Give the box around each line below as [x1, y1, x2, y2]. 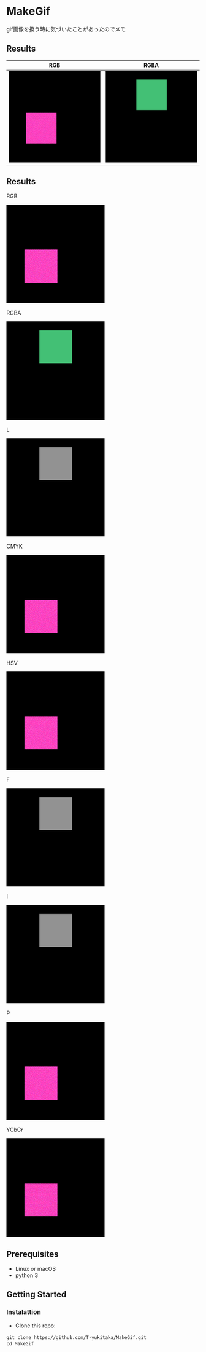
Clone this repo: [15, 1322, 56, 1329]
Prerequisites [6, 1249, 59, 1259]
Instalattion [6, 1308, 41, 1316]
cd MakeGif [6, 1340, 34, 1346]
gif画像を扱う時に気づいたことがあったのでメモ [6, 25, 126, 33]
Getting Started [6, 1289, 67, 1300]
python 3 [15, 1272, 39, 1279]
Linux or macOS [15, 1265, 56, 1273]
